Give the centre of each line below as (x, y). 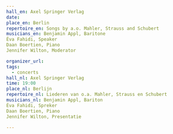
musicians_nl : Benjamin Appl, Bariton (54, 100)
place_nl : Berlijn (29, 89)
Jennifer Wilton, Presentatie (44, 117)
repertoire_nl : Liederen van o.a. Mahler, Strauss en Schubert (87, 95)
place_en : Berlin (28, 23)
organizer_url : (25, 61)
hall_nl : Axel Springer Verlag (45, 78)
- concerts (25, 72)
